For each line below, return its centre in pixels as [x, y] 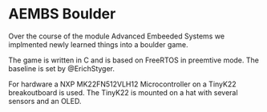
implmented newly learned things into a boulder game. [98, 44]
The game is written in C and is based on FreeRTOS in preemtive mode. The [133, 60]
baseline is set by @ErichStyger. [61, 68]
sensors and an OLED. [45, 101]
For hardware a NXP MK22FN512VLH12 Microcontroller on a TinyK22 [122, 84]
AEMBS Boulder [62, 14]
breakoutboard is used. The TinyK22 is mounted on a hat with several [123, 92]
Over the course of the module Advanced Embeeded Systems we [117, 36]
